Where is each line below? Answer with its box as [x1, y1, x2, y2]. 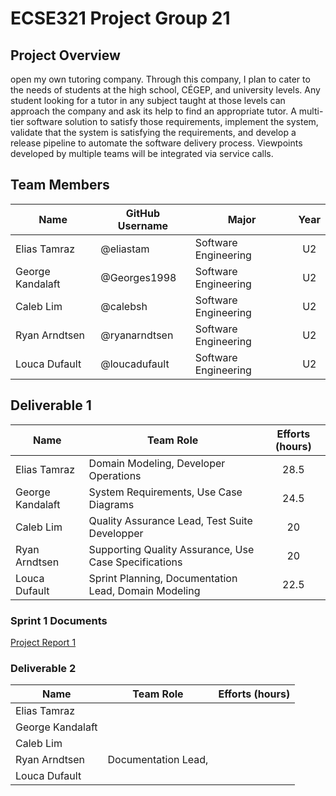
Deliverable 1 [10, 397, 92, 414]
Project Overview [10, 47, 121, 64]
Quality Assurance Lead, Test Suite [88, 513, 253, 527]
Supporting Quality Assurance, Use [88, 542, 255, 556]
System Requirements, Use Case [88, 485, 243, 499]
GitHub [125, 206, 161, 220]
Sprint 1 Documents [10, 613, 108, 627]
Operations [88, 468, 142, 482]
